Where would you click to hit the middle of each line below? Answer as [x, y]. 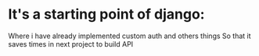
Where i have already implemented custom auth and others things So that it [130, 36]
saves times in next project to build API [71, 44]
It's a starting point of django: [106, 14]
